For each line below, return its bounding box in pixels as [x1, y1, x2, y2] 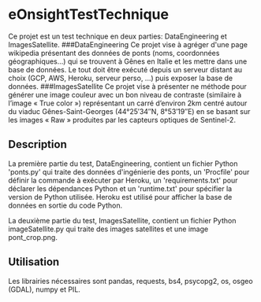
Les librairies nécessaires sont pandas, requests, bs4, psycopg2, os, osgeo [8, 276, 254, 285]
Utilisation [8, 256, 60, 269]
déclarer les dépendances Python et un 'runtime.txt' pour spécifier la [8, 183, 233, 193]
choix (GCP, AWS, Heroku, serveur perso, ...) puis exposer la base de [8, 73, 233, 83]
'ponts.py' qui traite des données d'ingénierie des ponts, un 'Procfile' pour [8, 167, 250, 176]
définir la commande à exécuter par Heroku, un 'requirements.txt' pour [8, 175, 238, 185]
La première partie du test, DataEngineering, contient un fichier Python [8, 159, 238, 168]
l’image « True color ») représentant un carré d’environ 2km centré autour [8, 98, 248, 108]
